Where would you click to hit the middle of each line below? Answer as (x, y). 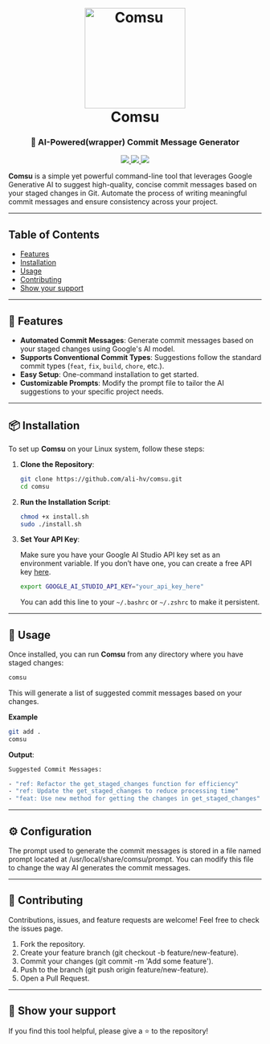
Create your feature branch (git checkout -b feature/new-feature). (129, 952)
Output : (21, 755)
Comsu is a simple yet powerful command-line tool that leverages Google (131, 176)
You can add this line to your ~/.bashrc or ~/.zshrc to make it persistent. (140, 602)
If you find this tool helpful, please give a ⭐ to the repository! (108, 1030)
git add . (25, 731)
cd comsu (35, 486)
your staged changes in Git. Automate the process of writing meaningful (128, 193)
